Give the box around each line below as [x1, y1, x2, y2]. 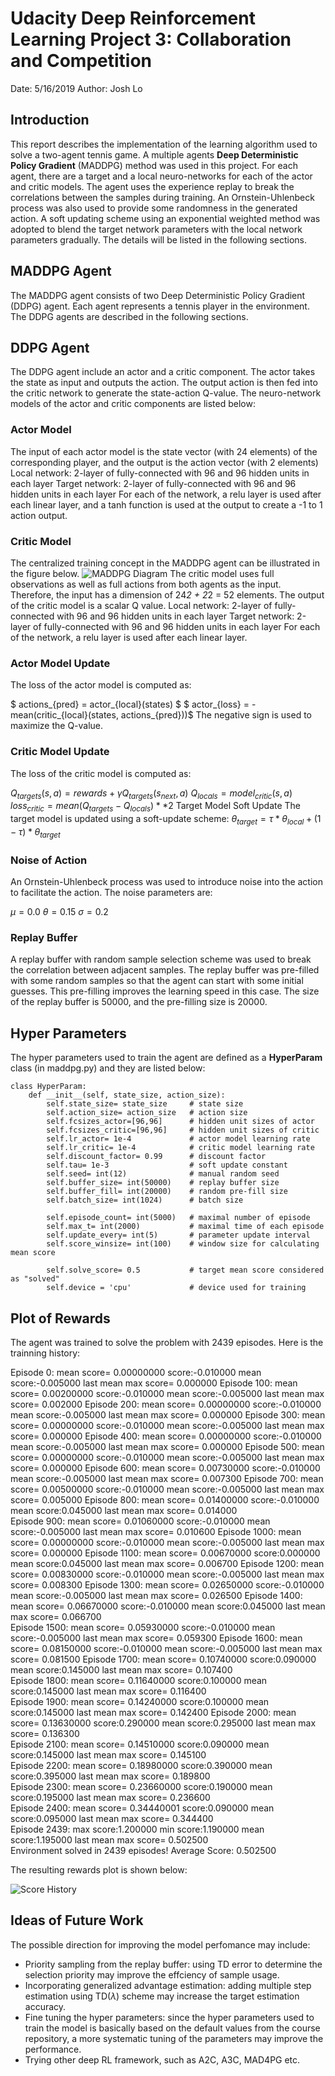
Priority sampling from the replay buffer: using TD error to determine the [24, 1958, 323, 1970]
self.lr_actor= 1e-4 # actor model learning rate [46, 1134, 311, 1144]
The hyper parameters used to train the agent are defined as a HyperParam [10, 1052, 323, 1064]
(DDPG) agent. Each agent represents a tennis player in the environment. [10, 300, 310, 312]
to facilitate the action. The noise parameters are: [10, 887, 213, 899]
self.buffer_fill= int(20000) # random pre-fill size [46, 1187, 288, 1197]
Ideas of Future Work [10, 1912, 144, 1929]
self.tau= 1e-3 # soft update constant [46, 1160, 288, 1171]
